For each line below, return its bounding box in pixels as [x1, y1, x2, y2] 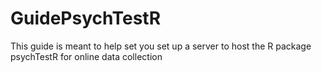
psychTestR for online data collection [10, 50, 163, 62]
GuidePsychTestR [10, 7, 162, 30]
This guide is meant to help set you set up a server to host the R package [10, 40, 312, 52]
